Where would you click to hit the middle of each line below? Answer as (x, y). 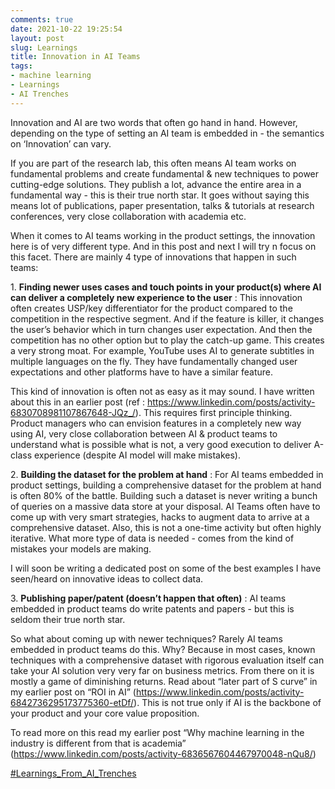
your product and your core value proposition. (105, 713)
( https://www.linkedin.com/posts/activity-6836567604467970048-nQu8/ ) (163, 753)
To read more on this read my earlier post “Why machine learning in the (157, 732)
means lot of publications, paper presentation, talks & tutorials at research (162, 205)
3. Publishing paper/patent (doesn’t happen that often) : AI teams (148, 598)
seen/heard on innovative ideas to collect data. (107, 578)
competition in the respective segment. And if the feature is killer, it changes (167, 318)
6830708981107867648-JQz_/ (73, 412)
